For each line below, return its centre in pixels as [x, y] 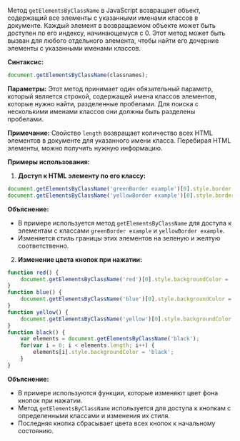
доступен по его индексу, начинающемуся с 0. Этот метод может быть [116, 33]
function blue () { [35, 293]
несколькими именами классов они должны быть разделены [101, 111]
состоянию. [35, 430]
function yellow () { [38, 312]
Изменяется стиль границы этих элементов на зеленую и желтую [119, 238]
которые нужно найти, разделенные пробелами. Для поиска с [103, 103]
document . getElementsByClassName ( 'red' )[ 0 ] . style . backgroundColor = [124, 279]
